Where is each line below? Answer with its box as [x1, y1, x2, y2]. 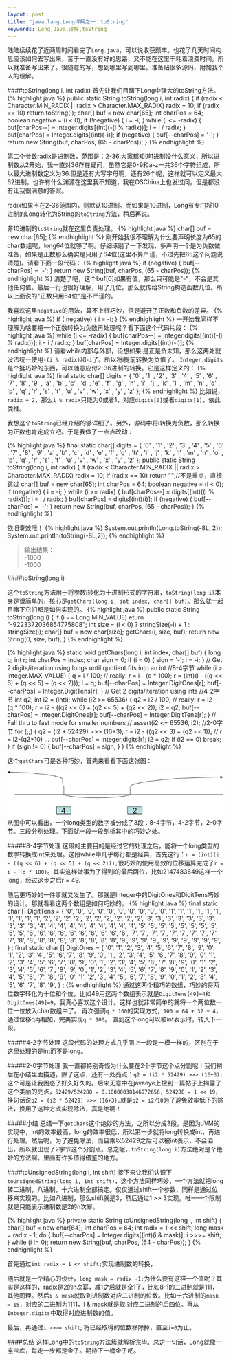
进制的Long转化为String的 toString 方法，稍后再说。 [7, 210, 153, 218]
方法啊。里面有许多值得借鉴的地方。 [19, 1153, 122, 1162]
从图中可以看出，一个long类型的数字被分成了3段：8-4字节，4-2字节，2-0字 [7, 818, 223, 826]
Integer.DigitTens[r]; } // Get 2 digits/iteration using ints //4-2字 [42, 687, 220, 696]
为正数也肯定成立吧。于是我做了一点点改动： [7, 428, 134, 436]
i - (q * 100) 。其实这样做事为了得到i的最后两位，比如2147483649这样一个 [7, 867, 223, 876]
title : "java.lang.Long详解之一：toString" [7, 18, 129, 25]
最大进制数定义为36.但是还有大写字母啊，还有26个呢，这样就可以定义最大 [12, 169, 223, 178]
